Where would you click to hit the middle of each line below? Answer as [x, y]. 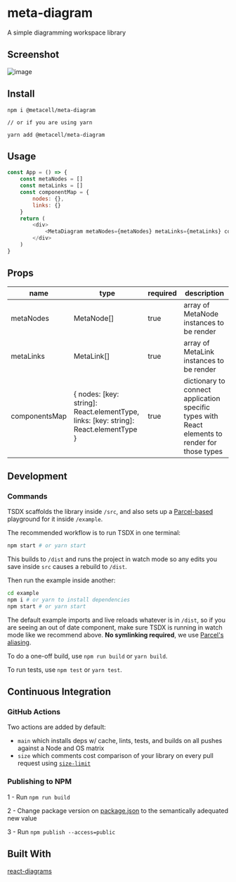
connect [197, 389]
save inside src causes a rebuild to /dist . [67, 567]
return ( [33, 219]
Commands [27, 496]
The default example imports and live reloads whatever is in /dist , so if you [117, 620]
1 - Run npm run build [39, 797]
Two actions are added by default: [57, 727]
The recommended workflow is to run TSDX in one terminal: [94, 533]
